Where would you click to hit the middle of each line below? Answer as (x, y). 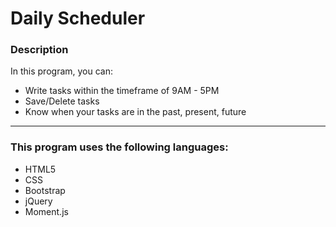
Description (39, 50)
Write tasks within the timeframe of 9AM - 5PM (122, 91)
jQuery (38, 201)
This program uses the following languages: (119, 147)
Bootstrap (45, 190)
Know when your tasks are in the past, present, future (135, 112)
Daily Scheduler (78, 18)
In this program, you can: (62, 71)
